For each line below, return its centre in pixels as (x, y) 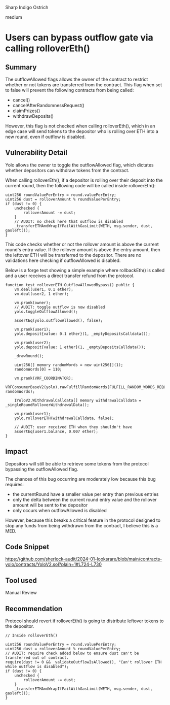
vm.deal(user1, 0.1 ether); (44, 289)
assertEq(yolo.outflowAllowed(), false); (58, 320)
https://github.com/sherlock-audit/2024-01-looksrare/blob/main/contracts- (84, 559)
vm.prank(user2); (33, 343)
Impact (16, 451)
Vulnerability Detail (36, 153)
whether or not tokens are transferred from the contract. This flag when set (84, 85)
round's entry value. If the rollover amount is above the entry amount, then (83, 249)
